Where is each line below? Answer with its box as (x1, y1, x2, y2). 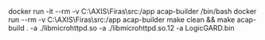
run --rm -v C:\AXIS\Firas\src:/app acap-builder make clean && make (8, 15, 236, 24)
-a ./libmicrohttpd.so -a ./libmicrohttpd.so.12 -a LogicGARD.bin (30, 24, 235, 32)
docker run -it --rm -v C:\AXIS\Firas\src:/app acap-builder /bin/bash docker (8, 7, 257, 16)
